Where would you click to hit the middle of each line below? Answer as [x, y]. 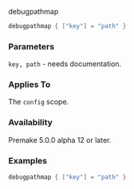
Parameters [31, 46]
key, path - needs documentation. [65, 64]
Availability [31, 123]
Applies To [30, 85]
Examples [28, 160]
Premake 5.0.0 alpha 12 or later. [60, 140]
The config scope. [39, 102]
